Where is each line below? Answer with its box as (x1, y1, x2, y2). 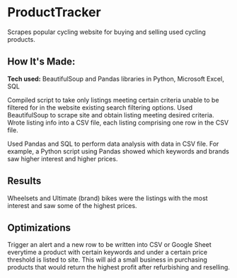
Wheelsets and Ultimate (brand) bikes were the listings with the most (7, 194, 208, 202)
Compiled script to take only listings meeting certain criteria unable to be (7, 95, 219, 104)
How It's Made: (7, 56, 76, 68)
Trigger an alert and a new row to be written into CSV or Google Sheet (7, 241, 212, 249)
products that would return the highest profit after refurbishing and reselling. (7, 263, 230, 272)
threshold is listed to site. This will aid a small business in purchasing (7, 255, 207, 264)
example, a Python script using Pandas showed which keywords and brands (7, 146, 230, 156)
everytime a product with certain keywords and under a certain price (7, 248, 207, 257)
